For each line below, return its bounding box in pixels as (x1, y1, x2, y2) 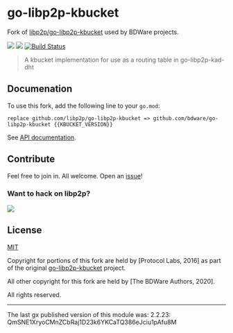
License (7, 224, 42, 237)
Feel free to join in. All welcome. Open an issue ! (7, 171, 143, 180)
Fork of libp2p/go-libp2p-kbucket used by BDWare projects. (7, 28, 179, 36)
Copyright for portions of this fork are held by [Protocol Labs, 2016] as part (7, 256, 221, 264)
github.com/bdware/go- (153, 114, 218, 122)
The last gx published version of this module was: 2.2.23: (7, 310, 171, 318)
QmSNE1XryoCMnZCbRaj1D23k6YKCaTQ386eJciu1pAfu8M (7, 318, 177, 326)
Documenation (7, 83, 73, 95)
